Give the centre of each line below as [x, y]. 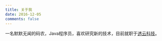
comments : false [22, 19]
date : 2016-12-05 [23, 14]
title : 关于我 [19, 10]
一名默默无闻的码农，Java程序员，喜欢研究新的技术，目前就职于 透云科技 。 [82, 34]
